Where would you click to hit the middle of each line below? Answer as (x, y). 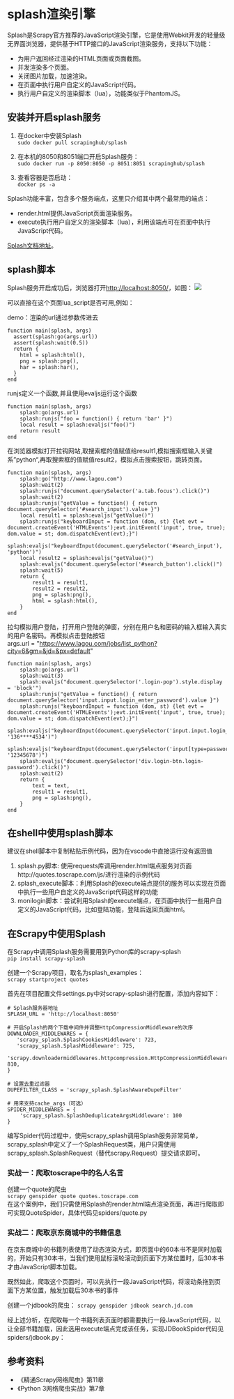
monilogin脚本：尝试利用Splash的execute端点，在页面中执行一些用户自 (119, 901)
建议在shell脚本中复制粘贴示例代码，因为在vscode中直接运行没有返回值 (110, 851)
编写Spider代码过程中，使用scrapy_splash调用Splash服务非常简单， (104, 1136)
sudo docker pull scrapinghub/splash (72, 143)
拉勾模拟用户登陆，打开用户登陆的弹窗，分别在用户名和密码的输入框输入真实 (117, 627)
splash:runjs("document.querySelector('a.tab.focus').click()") (115, 491)
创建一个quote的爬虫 (37, 1189)
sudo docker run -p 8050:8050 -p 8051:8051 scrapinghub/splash (111, 164)
